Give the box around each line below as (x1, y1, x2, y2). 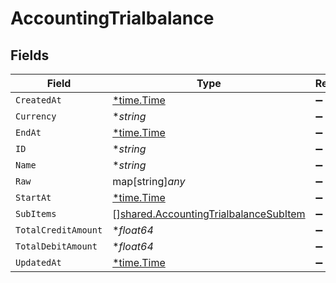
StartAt (15, 192, 52, 203)
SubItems (15, 208, 57, 219)
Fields (10, 47, 50, 64)
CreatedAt (15, 95, 62, 106)
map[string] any (112, 175, 186, 188)
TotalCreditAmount (15, 225, 103, 236)
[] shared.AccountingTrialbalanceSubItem (112, 207, 306, 221)
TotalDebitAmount (15, 241, 98, 252)
